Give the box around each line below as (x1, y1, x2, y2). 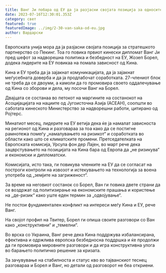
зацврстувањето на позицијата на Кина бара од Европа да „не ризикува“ (5, 147, 160, 152)
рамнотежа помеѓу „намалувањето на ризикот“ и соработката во (5, 131, 144, 136)
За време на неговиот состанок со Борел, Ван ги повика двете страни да (5, 182, 161, 188)
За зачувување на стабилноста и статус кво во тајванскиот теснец (5, 257, 147, 263)
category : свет (5, 16, 37, 21)
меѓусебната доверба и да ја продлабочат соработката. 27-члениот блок (5, 75, 161, 80)
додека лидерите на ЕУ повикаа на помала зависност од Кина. (5, 60, 138, 66)
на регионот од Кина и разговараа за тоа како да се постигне (5, 126, 136, 132)
